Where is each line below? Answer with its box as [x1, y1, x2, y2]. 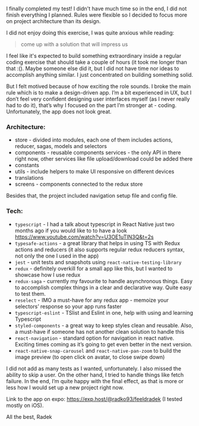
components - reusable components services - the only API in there [14, 149, 181, 156]
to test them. [14, 290, 46, 297]
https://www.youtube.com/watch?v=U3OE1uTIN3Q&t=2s [14, 233, 154, 240]
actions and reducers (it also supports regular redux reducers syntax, [14, 246, 185, 253]
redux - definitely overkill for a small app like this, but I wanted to [14, 265, 173, 272]
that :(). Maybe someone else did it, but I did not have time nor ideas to [6, 65, 179, 72]
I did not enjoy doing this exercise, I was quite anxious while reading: [6, 29, 175, 36]
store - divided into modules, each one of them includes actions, [14, 136, 173, 143]
